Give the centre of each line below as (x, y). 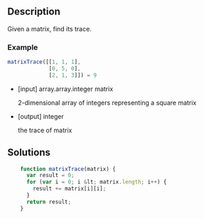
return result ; (49, 202)
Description (34, 12)
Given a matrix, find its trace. (50, 28)
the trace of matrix (45, 130)
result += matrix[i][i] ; (70, 189)
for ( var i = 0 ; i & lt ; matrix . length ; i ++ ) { (96, 182)
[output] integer (41, 116)
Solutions (29, 153)
